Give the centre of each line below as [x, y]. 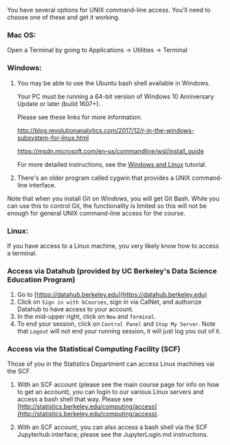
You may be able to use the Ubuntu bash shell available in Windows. [114, 83]
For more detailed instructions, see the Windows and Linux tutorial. [112, 164]
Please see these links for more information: [79, 117]
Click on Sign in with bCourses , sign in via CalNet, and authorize [109, 302]
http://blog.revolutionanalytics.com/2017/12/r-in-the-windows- [105, 130]
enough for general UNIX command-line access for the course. [96, 213]
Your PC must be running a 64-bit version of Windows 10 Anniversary [115, 96]
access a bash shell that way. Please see [75, 400]
